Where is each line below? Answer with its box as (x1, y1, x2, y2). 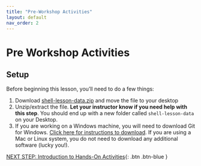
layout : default (6, 14, 47, 20)
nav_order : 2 (6, 20, 39, 26)
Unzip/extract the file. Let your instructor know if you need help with (14, 103, 188, 111)
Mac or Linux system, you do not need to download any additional (14, 135, 178, 143)
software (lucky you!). (14, 141, 70, 149)
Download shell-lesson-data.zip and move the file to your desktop (14, 97, 179, 104)
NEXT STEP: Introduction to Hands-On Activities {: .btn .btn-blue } (6, 153, 168, 161)
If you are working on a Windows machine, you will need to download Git (14, 122, 196, 129)
